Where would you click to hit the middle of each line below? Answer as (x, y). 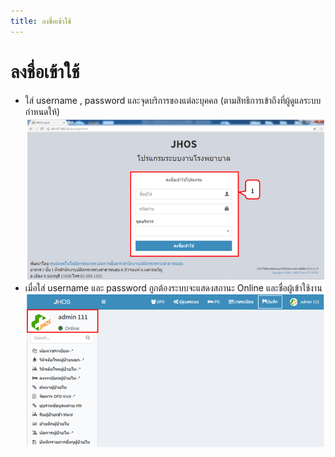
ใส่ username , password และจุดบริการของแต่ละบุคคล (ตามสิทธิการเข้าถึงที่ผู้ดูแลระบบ (173, 100)
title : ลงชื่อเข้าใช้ (41, 21)
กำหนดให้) (42, 111)
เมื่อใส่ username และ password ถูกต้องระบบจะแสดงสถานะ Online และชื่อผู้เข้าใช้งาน (173, 287)
